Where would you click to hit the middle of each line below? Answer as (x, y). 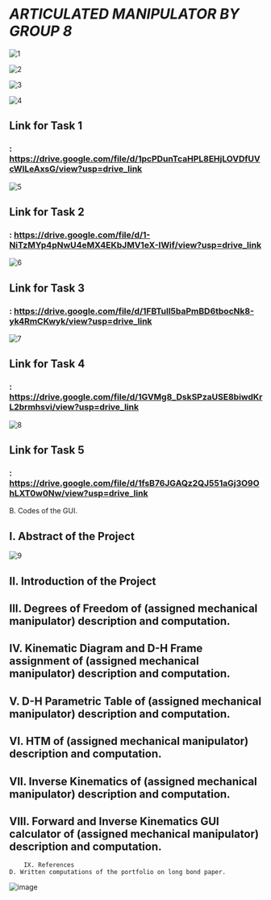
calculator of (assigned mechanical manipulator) (134, 833)
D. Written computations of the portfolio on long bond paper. (118, 873)
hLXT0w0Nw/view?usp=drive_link (79, 493)
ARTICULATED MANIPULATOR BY (125, 14)
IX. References (49, 865)
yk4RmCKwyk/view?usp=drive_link (81, 321)
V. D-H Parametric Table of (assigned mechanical (135, 701)
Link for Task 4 (47, 364)
